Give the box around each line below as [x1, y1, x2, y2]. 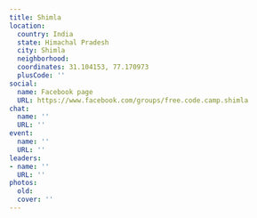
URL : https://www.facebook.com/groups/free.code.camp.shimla [17, 95, 249, 105]
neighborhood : [17, 54, 69, 63]
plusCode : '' [17, 71, 66, 80]
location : [9, 21, 46, 30]
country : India [17, 29, 74, 38]
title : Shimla [9, 12, 62, 22]
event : [9, 129, 34, 138]
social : [9, 79, 38, 88]
